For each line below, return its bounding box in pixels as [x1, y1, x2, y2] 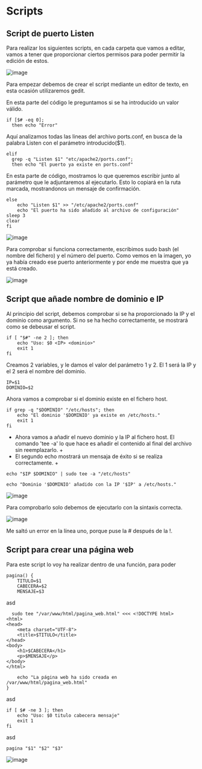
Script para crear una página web [6, 545, 134, 555]
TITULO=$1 [17, 578, 42, 584]
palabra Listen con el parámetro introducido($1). [6, 139, 126, 146]
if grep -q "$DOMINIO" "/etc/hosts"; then [6, 407, 115, 413]
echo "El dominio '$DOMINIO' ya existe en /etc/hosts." [17, 412, 161, 418]
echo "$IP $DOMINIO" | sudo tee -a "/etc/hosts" [6, 471, 131, 477]
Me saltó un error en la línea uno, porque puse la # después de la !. [6, 527, 173, 534]
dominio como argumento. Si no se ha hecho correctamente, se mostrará [6, 316, 188, 324]
